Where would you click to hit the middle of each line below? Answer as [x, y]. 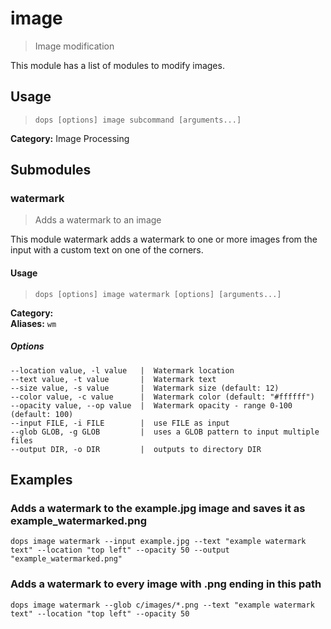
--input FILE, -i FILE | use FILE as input [120, 423]
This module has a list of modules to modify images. [117, 65]
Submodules [51, 170]
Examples [41, 480]
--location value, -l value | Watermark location [122, 370]
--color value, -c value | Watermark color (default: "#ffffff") [162, 397]
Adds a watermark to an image [98, 220]
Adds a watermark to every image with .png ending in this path [166, 584]
